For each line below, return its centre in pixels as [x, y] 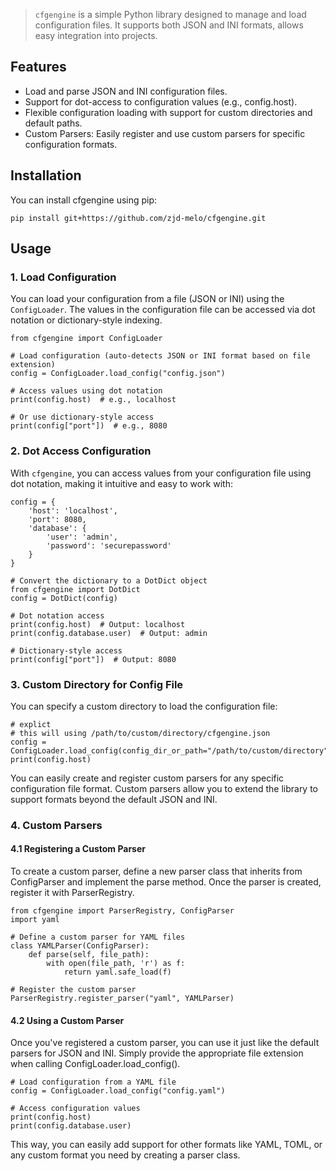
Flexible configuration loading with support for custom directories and [168, 112]
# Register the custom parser [73, 990]
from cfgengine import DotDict [75, 589]
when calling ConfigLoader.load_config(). [95, 1064]
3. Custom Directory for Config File [97, 684]
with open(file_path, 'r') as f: [116, 964]
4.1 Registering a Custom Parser [78, 849]
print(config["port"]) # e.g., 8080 [89, 426]
